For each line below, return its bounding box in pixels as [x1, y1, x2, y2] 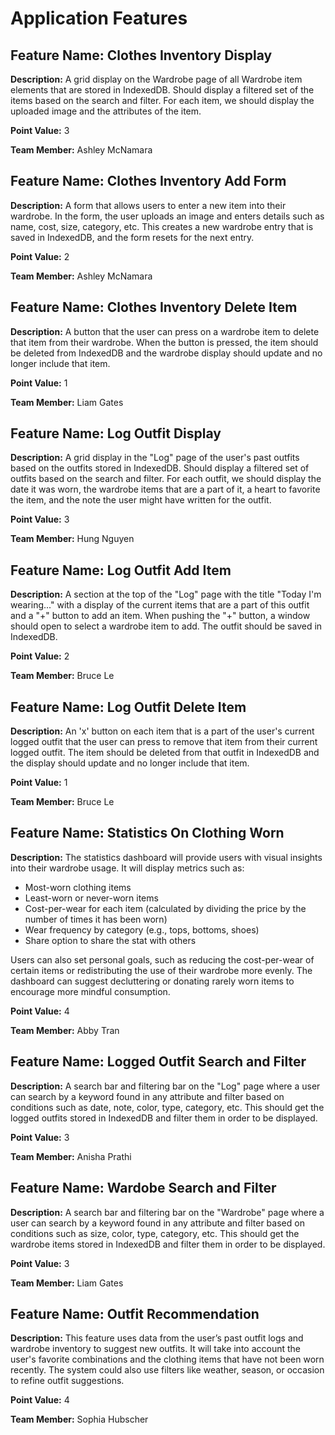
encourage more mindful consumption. [10, 985, 171, 997]
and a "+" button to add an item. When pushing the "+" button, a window [10, 610, 311, 622]
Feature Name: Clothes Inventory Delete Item [10, 299, 298, 316]
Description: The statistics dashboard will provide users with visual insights [10, 851, 323, 863]
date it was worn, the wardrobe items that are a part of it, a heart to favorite [10, 483, 321, 496]
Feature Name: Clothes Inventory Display [10, 47, 273, 64]
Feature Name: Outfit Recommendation [10, 1305, 260, 1322]
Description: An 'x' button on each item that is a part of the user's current [10, 725, 315, 737]
